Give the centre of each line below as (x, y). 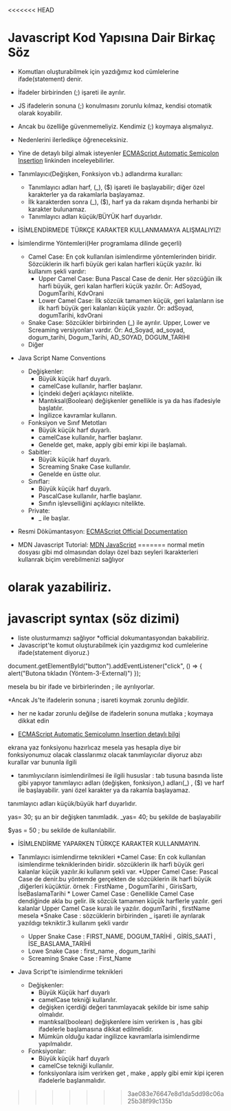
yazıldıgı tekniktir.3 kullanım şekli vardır (73, 923)
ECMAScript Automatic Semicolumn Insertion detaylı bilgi (99, 734)
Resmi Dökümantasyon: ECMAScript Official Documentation (102, 531)
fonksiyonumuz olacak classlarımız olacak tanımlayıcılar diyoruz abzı (105, 755)
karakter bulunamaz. (57, 209)
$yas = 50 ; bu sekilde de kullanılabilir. (62, 830)
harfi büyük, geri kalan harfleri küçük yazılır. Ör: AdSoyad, (120, 286)
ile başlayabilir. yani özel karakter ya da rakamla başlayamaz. (104, 790)
